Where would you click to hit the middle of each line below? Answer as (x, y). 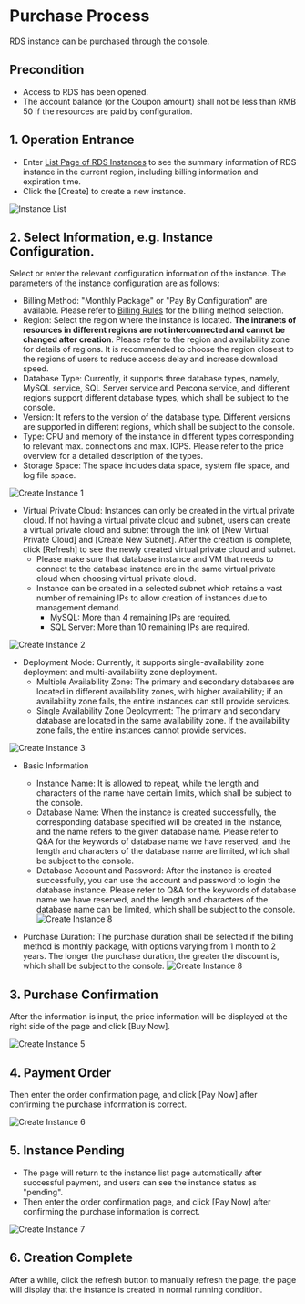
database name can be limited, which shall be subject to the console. (166, 910)
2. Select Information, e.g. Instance (112, 237)
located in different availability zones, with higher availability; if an (160, 692)
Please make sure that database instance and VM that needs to (155, 559)
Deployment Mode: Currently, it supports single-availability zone (143, 662)
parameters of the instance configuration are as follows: (115, 283)
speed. (36, 369)
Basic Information (56, 766)
